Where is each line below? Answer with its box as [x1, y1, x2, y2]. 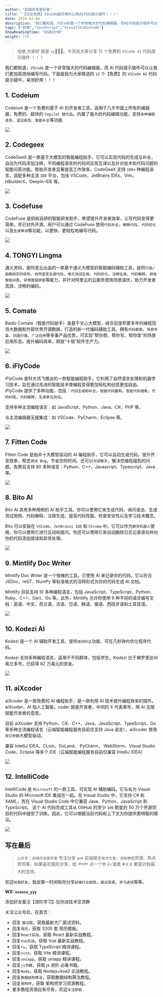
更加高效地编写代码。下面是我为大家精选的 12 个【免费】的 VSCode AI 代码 [9, 71, 157, 76]
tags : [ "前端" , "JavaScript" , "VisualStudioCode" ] [5, 25, 104, 30]
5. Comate [5, 306, 37, 315]
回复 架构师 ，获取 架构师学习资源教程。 [12, 980, 88, 986]
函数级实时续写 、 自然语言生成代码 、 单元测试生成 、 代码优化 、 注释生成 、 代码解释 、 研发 [5, 271, 157, 277]
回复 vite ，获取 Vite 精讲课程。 [12, 950, 74, 956]
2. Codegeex [5, 141, 45, 149]
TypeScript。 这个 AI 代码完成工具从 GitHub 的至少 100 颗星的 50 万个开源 [5, 804, 152, 810]
